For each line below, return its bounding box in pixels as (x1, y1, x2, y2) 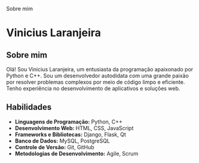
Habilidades (6, 102, 52, 113)
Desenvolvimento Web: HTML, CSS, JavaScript (14, 124, 134, 131)
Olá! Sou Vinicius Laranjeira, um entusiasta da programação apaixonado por (6, 66, 194, 73)
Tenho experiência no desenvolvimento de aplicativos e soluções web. (6, 85, 180, 92)
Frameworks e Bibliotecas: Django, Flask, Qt (14, 131, 127, 138)
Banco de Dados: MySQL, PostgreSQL (14, 137, 111, 144)
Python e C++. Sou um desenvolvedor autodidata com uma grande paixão (6, 72, 189, 79)
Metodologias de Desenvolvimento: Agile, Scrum (14, 150, 139, 157)
